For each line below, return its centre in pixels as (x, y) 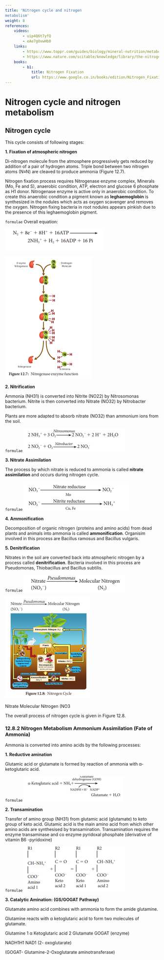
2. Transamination (24, 809)
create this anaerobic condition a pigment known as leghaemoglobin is (77, 196)
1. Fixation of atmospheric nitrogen (41, 152)
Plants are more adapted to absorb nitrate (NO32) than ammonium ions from (82, 416)
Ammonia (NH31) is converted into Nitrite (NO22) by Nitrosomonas (72, 396)
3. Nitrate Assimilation (28, 460)
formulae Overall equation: (32, 222)
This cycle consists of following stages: (45, 142)
